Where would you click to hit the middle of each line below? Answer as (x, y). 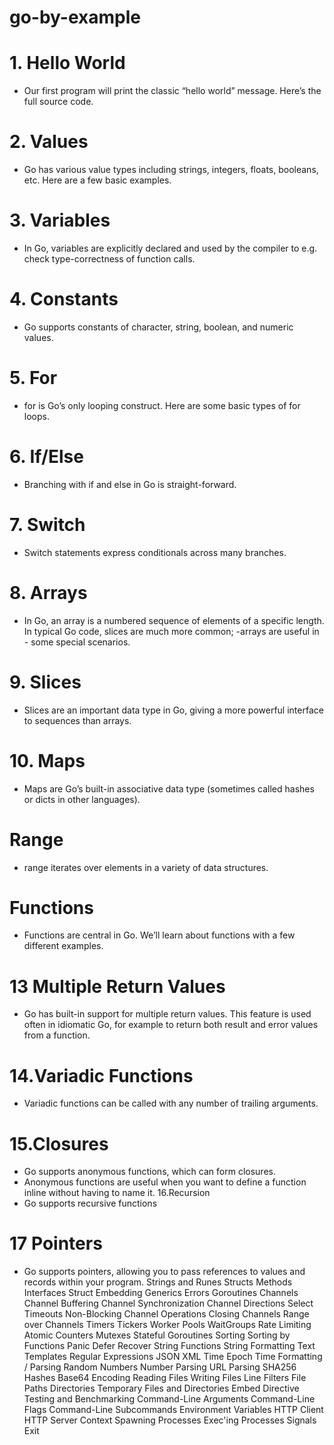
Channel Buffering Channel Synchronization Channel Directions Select (168, 1303)
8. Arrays (48, 592)
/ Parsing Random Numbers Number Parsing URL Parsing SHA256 (160, 1367)
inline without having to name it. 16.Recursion (117, 1193)
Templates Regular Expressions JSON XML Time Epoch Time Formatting (173, 1357)
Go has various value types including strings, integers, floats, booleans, (171, 170)
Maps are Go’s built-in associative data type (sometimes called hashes (169, 788)
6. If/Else (46, 457)
